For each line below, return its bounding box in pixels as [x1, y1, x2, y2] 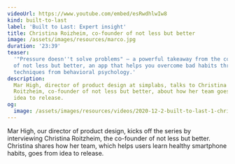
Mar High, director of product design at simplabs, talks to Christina [13, 82, 227, 89]
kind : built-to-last [7, 17, 68, 24]
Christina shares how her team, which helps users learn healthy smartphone [7, 141, 227, 150]
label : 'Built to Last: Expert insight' [7, 23, 127, 30]
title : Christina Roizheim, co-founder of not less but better [7, 29, 196, 37]
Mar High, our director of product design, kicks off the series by [7, 126, 191, 135]
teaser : [7, 50, 30, 57]
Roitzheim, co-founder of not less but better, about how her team [13, 88, 215, 95]
